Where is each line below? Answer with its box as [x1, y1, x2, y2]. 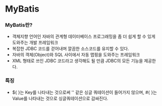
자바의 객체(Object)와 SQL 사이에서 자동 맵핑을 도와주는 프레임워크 [12, 52, 140, 58]
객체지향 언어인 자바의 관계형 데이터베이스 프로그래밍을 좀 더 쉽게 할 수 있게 [12, 34, 156, 39]
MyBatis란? [5, 22, 33, 29]
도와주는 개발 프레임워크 [12, 40, 59, 46]
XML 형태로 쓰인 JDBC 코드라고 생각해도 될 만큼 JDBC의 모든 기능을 [12, 58, 143, 64]
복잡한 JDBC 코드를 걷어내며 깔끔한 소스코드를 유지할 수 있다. [12, 46, 129, 52]
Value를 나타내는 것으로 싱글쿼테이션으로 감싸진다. [12, 95, 108, 101]
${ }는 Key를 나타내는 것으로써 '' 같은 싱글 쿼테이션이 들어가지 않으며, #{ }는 [12, 89, 157, 95]
